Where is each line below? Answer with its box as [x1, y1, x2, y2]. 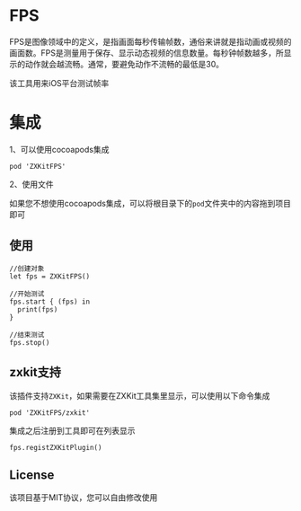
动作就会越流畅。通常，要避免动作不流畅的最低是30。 [24, 58, 225, 69]
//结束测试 [9, 330, 45, 339]
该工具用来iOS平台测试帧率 [9, 77, 110, 88]
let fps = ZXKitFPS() [9, 271, 91, 281]
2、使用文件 [9, 179, 54, 189]
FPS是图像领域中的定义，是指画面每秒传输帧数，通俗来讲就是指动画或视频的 [9, 36, 292, 47]
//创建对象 [9, 264, 45, 273]
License [9, 467, 55, 482]
